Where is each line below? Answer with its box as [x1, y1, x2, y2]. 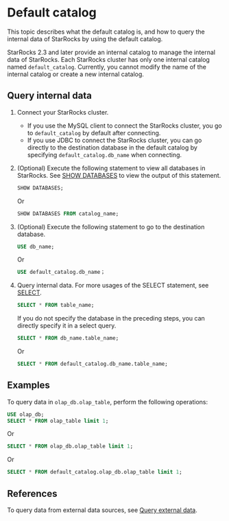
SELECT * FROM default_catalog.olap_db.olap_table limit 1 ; [7, 469, 183, 476]
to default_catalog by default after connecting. [27, 128, 161, 137]
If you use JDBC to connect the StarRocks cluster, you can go [27, 136, 202, 144]
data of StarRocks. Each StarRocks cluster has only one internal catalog [7, 55, 210, 63]
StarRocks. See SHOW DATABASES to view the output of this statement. [16, 171, 221, 179]
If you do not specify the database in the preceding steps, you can [16, 314, 206, 323]
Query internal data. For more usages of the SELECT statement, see [16, 281, 209, 290]
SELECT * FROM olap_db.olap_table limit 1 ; [7, 443, 134, 450]
